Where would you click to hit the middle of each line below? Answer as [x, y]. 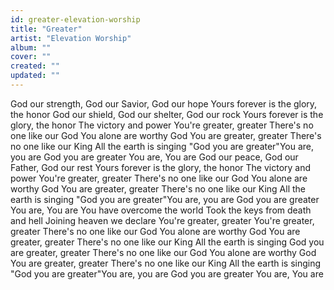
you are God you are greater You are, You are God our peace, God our [154, 157]
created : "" [35, 66]
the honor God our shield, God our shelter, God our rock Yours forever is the [167, 114]
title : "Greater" [46, 29]
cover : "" [31, 57]
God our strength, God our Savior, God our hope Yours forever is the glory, [164, 103]
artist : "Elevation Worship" [71, 38]
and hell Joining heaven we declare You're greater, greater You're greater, [162, 220]
